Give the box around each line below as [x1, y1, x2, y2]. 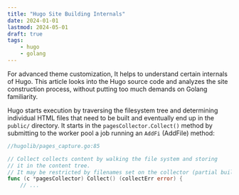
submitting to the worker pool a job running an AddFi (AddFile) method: [7, 129, 215, 137]
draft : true [7, 30, 43, 38]
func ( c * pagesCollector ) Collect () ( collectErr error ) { [7, 175, 183, 182]
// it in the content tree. [7, 162, 91, 169]
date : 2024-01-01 [7, 17, 59, 24]
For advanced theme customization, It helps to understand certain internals [7, 69, 228, 78]
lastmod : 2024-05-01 [7, 23, 69, 31]
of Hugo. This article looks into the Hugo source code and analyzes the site [7, 77, 228, 85]
